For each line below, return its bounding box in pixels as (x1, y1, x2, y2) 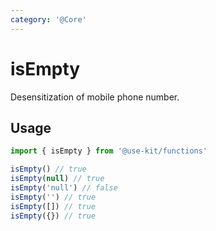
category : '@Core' (10, 14, 87, 25)
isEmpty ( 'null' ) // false (10, 183, 118, 193)
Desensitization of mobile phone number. (10, 91, 180, 103)
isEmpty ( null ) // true (10, 174, 105, 184)
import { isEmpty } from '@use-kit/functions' (10, 146, 208, 156)
